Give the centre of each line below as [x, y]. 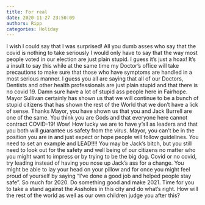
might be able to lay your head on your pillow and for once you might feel [98, 170]
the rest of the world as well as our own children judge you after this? [93, 195]
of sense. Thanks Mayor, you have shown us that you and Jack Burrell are [99, 111]
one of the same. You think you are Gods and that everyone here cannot [97, 118]
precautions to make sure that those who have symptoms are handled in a [99, 72]
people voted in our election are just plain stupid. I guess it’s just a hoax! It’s [101, 59]
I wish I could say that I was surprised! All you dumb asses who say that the [101, 46]
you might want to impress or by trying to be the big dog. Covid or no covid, [102, 157]
